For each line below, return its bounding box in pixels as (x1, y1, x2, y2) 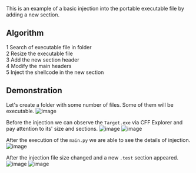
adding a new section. (6, 11, 60, 18)
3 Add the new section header (6, 56, 79, 63)
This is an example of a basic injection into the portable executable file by (6, 5, 184, 12)
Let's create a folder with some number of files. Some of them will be (6, 101, 174, 108)
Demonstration (6, 86, 63, 96)
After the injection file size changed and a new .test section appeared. (6, 154, 178, 161)
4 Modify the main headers (6, 62, 72, 69)
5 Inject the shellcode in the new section (6, 69, 104, 76)
